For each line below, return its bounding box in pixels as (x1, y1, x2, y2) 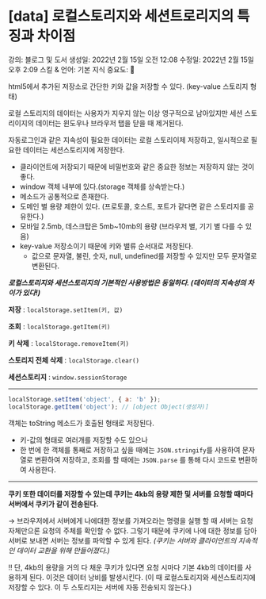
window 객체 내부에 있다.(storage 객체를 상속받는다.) (19, 182, 185, 191)
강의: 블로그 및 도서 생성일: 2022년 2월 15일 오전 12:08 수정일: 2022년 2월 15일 (8, 55, 255, 64)
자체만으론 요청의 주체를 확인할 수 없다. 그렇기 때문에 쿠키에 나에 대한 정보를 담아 (8, 525, 257, 536)
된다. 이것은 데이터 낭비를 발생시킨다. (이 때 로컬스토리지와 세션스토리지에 (28, 572, 256, 582)
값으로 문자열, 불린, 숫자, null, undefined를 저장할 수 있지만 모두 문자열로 (31, 251, 257, 260)
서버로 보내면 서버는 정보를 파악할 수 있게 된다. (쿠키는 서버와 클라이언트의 (8, 536, 237, 545)
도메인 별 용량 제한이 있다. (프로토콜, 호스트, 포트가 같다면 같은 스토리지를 (19, 202, 246, 211)
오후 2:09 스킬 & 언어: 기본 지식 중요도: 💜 (8, 64, 135, 74)
